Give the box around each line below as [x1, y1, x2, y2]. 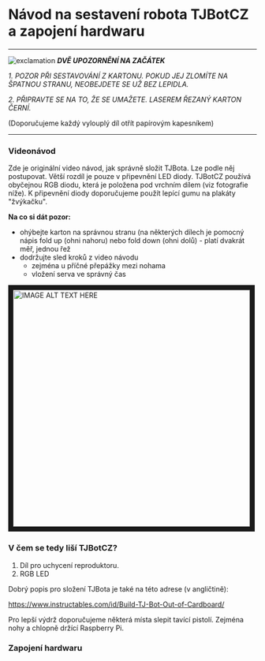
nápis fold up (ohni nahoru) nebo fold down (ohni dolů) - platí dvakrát [19, 236, 245, 245]
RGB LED [19, 569, 50, 578]
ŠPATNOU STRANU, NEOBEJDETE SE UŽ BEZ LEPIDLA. [8, 79, 189, 88]
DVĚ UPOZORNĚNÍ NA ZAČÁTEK [57, 55, 166, 65]
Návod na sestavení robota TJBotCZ [8, 6, 249, 24]
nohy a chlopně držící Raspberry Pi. [8, 623, 125, 633]
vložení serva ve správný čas [31, 270, 126, 279]
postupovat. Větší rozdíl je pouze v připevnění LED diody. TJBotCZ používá [8, 172, 251, 181]
